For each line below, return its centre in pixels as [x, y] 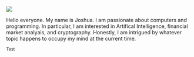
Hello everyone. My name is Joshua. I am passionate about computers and [96, 20]
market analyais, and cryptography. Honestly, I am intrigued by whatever [94, 32]
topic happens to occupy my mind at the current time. [71, 38]
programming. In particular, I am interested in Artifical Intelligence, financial [97, 26]
